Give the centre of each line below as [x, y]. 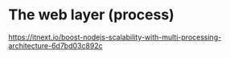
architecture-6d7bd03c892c [55, 45]
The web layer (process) [91, 15]
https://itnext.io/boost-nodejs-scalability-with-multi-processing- [115, 37]
